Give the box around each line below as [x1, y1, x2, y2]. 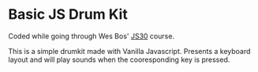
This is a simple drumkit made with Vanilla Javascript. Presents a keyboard [8, 46, 251, 56]
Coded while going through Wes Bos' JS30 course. [8, 31, 175, 41]
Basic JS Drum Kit [8, 5, 128, 23]
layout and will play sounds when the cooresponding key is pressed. [8, 55, 230, 64]
